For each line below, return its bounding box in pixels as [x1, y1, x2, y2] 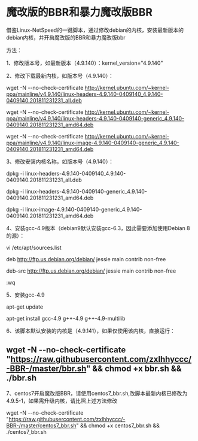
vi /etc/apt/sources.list [6, 244, 62, 251]
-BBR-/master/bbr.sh [6, 364, 87, 374]
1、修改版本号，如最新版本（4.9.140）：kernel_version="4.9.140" [6, 59, 163, 67]
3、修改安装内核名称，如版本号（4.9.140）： [6, 158, 114, 165]
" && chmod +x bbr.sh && [86, 364, 182, 374]
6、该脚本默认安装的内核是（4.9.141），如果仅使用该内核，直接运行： [6, 327, 175, 334]
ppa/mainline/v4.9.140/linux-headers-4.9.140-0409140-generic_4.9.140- [6, 114, 185, 122]
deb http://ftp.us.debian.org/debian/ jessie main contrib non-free [6, 255, 166, 262]
